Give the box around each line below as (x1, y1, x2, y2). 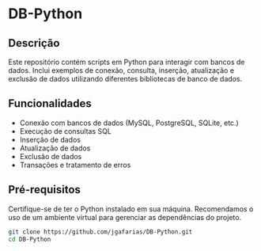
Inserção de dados (19, 135, 81, 144)
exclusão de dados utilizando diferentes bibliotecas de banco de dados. (8, 74, 243, 83)
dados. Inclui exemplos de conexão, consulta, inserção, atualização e (8, 66, 235, 75)
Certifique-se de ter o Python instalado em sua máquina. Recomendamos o (8, 203, 254, 214)
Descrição (8, 36, 60, 50)
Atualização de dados (19, 143, 91, 153)
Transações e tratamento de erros (19, 160, 131, 169)
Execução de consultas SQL (19, 126, 112, 135)
